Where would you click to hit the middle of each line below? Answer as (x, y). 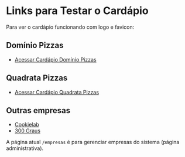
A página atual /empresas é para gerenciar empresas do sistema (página (93, 142)
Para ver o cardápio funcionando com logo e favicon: (70, 27)
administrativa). (25, 148)
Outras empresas (38, 110)
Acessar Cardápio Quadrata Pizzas (57, 92)
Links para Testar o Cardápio (77, 11)
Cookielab (27, 125)
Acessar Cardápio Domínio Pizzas (55, 59)
